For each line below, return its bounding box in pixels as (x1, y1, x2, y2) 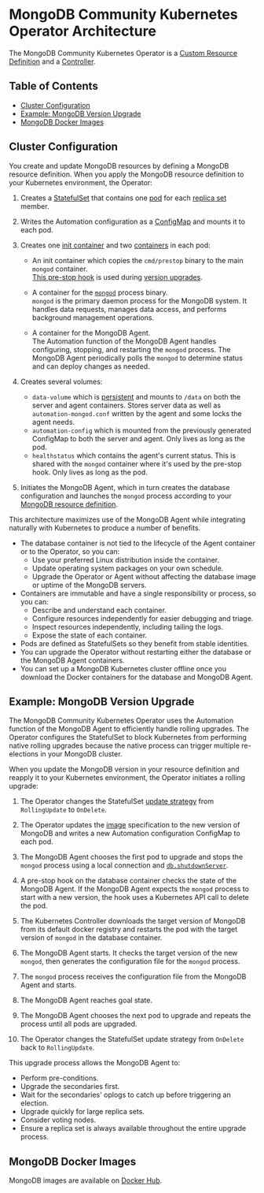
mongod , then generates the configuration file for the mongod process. (20, 957, 240, 966)
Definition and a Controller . (9, 57, 96, 66)
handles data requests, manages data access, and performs (31, 304, 227, 314)
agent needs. (31, 417, 75, 426)
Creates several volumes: (20, 377, 103, 386)
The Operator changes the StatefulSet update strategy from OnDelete (20, 1035, 244, 1044)
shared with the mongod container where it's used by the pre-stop (31, 459, 242, 468)
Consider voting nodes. (20, 1115, 97, 1124)
